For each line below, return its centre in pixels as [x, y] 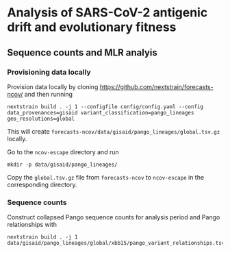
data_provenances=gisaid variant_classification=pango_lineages [101, 112]
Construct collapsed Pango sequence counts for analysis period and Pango [114, 217]
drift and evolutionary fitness [92, 27]
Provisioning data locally [49, 72]
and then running [49, 94]
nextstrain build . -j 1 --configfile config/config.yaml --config [105, 107]
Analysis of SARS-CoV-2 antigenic [107, 13]
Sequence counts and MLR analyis [82, 52]
